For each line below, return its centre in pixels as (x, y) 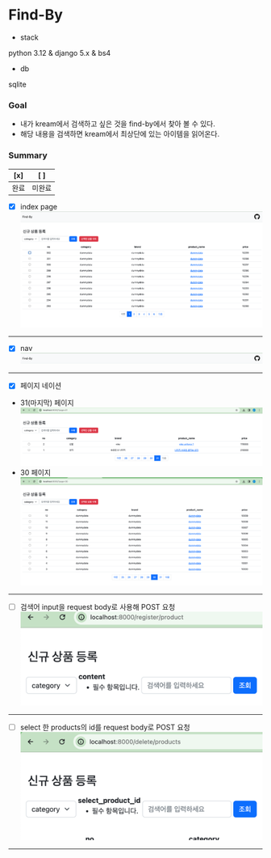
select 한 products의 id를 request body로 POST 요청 (105, 727)
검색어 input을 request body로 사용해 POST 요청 (98, 607)
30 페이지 (35, 473)
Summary (28, 155)
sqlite (17, 84)
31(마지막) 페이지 (47, 403)
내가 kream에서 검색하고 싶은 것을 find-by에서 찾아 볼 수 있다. (118, 124)
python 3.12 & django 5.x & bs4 (60, 53)
